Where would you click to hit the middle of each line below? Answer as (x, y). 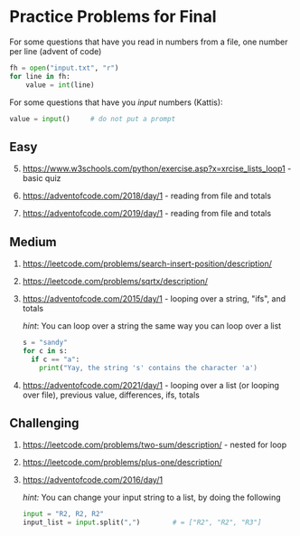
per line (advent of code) (56, 51)
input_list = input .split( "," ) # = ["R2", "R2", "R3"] (142, 522)
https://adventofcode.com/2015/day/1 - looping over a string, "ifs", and (154, 299)
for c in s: (45, 350)
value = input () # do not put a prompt (93, 119)
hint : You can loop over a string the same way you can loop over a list (152, 326)
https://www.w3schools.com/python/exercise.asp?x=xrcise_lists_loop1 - (157, 168)
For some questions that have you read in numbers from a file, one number (149, 42)
